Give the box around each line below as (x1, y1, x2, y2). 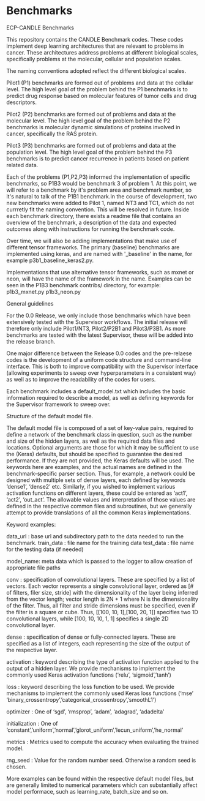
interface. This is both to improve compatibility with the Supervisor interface (6, 363, 198, 370)
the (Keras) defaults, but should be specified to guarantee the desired (6, 450, 182, 457)
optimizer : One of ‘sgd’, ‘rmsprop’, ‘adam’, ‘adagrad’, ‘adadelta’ (6, 708, 165, 715)
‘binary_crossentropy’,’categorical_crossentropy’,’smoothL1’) (6, 696, 157, 703)
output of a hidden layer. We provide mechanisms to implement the (6, 664, 176, 672)
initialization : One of (6, 720, 58, 727)
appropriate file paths (6, 564, 61, 571)
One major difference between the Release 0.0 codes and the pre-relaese (6, 350, 192, 357)
